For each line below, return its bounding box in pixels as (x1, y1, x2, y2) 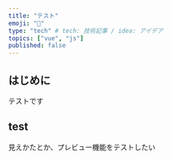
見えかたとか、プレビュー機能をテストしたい (8, 142, 156, 152)
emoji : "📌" (8, 19, 45, 27)
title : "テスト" (8, 11, 59, 20)
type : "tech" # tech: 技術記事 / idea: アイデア (8, 26, 164, 35)
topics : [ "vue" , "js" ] (8, 34, 84, 43)
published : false (8, 42, 66, 50)
